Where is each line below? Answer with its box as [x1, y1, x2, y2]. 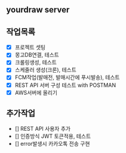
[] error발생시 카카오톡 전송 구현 [14, 140, 90, 148]
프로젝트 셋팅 [14, 44, 46, 51]
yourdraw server [6, 5, 70, 15]
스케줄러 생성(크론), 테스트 [14, 66, 76, 74]
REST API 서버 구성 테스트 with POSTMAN [14, 81, 116, 89]
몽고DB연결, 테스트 [14, 51, 60, 59]
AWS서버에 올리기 [14, 89, 58, 96]
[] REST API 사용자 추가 [14, 125, 70, 133]
